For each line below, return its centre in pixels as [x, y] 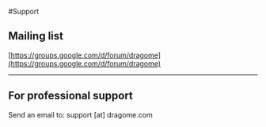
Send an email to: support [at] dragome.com [80, 114]
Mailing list [36, 36]
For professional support [70, 96]
